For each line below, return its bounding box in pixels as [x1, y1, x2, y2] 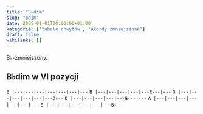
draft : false [6, 32, 40, 38]
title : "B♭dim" [6, 9, 45, 15]
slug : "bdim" [6, 15, 40, 21]
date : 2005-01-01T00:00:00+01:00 [6, 20, 91, 26]
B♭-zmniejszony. [6, 54, 48, 61]
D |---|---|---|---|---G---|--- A [64, 95, 151, 101]
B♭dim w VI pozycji [6, 71, 79, 82]
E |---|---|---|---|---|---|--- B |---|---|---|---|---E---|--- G [6, 89, 176, 95]
